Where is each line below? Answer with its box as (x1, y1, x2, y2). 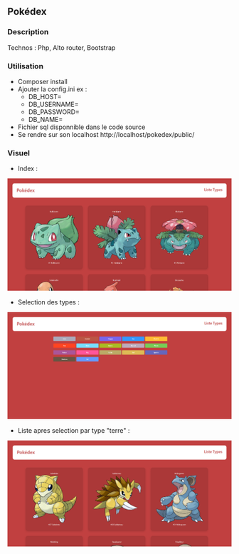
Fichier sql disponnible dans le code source (17, 123, 146, 131)
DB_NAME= (28, 115, 63, 123)
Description (7, 27, 49, 37)
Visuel (7, 148, 31, 158)
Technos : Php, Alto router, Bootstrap (7, 43, 116, 52)
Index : (17, 164, 38, 173)
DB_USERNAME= (28, 100, 80, 108)
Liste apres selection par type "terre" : (17, 426, 130, 434)
